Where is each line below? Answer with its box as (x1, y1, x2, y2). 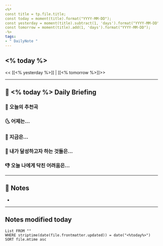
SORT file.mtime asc (5, 237, 47, 242)
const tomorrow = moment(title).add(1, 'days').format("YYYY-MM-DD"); (5, 25, 151, 30)
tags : (5, 34, 16, 39)
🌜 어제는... (5, 117, 30, 124)
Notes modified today (5, 215, 72, 224)
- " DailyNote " (5, 39, 38, 44)
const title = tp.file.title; (5, 12, 66, 16)
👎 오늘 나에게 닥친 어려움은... (5, 162, 70, 169)
